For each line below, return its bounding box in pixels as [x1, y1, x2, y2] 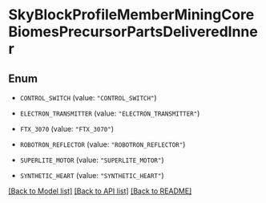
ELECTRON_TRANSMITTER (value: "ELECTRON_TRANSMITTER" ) [19, 108, 200, 118]
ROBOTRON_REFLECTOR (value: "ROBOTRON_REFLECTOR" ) [19, 140, 186, 149]
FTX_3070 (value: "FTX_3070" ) [19, 124, 115, 133]
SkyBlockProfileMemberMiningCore [8, 6, 255, 24]
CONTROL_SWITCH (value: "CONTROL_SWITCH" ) [19, 93, 158, 102]
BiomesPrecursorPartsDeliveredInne [8, 22, 258, 41]
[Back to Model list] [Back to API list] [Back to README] [8, 186, 192, 196]
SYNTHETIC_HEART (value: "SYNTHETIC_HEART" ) [19, 171, 164, 180]
